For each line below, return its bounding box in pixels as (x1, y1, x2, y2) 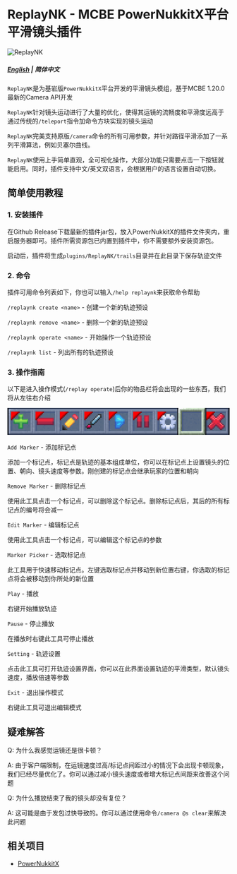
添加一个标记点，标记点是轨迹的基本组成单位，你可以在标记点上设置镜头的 (7, 458, 224, 467)
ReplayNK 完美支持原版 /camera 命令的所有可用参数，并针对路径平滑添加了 (7, 131, 216, 140)
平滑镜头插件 (7, 24, 83, 40)
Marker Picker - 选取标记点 (7, 551, 86, 559)
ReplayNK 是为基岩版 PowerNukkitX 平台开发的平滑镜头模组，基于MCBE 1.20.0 (7, 84, 225, 92)
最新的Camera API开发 (7, 92, 73, 101)
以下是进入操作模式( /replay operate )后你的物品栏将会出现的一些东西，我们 (7, 385, 226, 393)
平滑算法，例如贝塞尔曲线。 (13, 140, 94, 149)
